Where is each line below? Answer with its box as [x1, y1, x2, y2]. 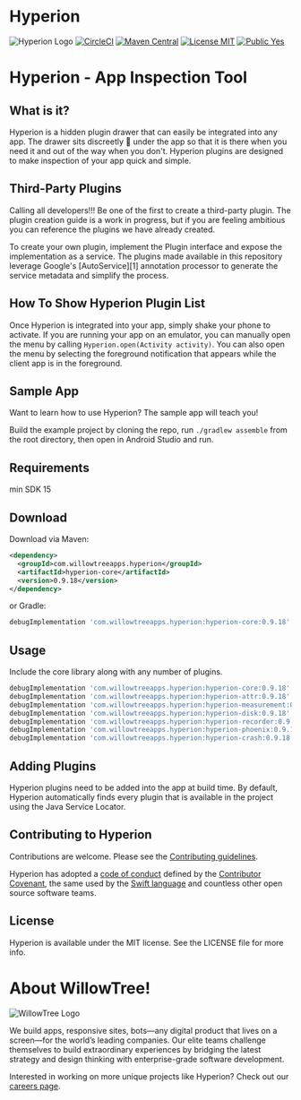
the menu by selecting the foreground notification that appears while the [9, 348, 277, 359]
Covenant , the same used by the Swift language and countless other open [9, 878, 283, 889]
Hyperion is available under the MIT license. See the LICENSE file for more [9, 937, 284, 948]
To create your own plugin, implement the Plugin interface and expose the [9, 241, 282, 252]
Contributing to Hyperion [9, 827, 152, 843]
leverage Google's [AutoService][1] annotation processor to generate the [9, 260, 279, 271]
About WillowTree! [9, 978, 150, 998]
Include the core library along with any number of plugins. [9, 666, 223, 677]
